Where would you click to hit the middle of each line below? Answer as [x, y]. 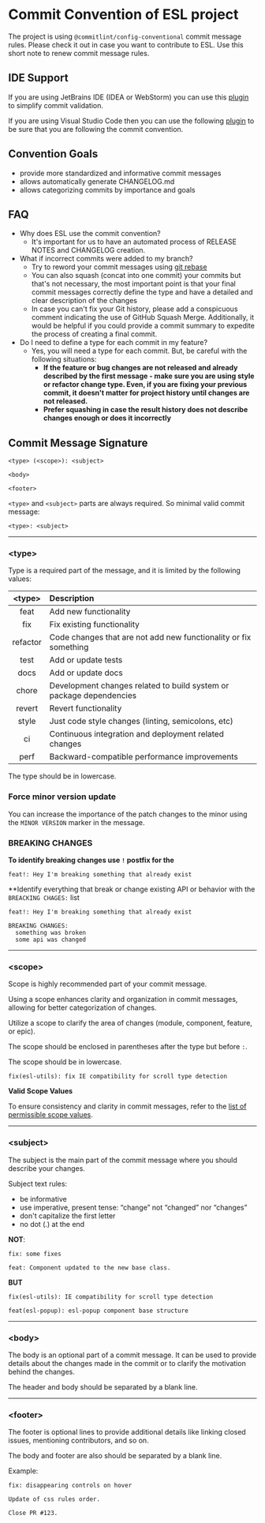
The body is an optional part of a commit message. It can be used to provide [132, 1355]
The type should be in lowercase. [62, 776]
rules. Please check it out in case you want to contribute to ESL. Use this [126, 44]
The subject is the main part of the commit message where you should [123, 1160]
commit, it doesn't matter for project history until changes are [146, 393]
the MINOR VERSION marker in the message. [77, 822]
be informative [43, 1199]
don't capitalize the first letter [67, 1215]
